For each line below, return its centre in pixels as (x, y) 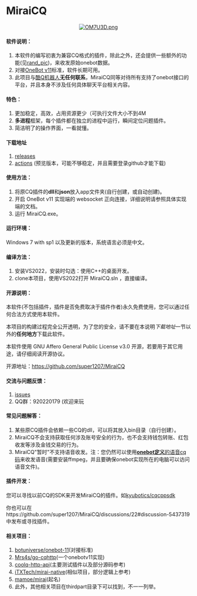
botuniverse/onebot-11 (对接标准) (54, 550)
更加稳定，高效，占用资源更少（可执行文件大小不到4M (80, 113)
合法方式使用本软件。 (37, 314)
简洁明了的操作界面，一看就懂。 (53, 128)
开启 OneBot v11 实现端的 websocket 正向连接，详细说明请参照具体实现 (100, 199)
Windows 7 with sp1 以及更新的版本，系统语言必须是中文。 (77, 242)
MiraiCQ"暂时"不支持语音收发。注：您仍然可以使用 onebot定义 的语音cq (100, 452)
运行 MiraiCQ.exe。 (38, 214)
